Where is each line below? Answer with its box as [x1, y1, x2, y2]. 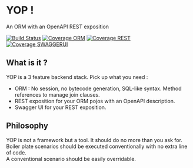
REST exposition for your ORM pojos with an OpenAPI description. [14, 97, 175, 104]
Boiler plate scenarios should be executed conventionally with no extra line [6, 143, 188, 150]
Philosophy [6, 121, 49, 131]
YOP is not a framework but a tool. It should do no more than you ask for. [6, 136, 182, 143]
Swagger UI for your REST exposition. [14, 104, 107, 111]
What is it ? [6, 58, 48, 68]
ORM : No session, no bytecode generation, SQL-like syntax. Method [14, 85, 182, 92]
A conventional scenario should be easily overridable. [6, 155, 137, 162]
